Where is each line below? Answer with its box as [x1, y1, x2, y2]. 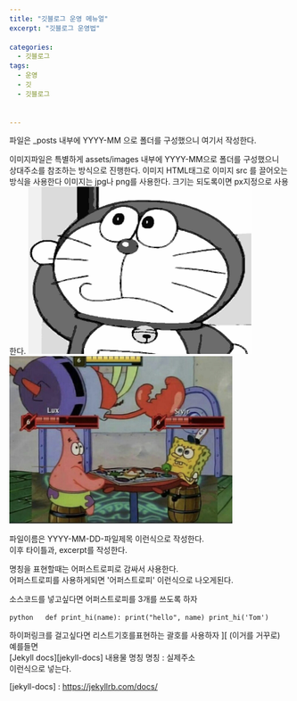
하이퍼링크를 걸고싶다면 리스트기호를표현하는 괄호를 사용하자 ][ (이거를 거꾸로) [9, 630, 281, 641]
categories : [9, 43, 54, 52]
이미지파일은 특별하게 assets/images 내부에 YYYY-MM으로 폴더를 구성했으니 [9, 154, 279, 165]
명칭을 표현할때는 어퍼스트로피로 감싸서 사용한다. [9, 564, 179, 574]
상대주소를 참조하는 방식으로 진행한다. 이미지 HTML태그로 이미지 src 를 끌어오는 [9, 165, 288, 176]
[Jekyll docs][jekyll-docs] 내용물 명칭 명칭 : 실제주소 [9, 652, 196, 664]
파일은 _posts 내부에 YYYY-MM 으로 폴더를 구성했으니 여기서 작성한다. [9, 135, 257, 146]
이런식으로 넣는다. [9, 664, 72, 674]
